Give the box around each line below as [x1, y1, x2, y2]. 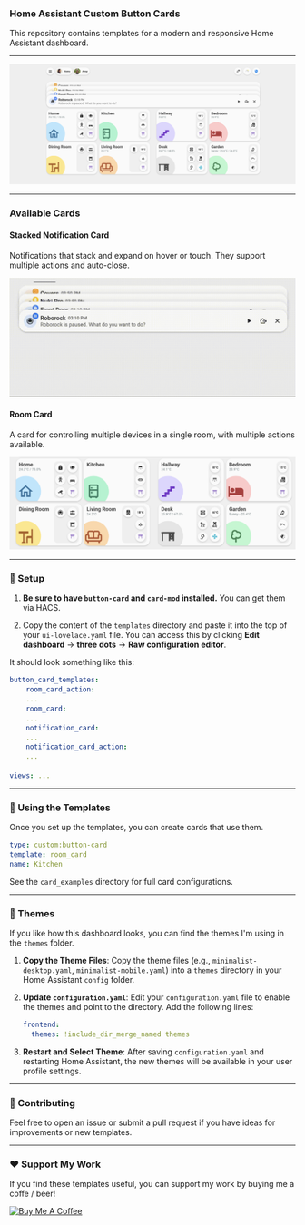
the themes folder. [9, 937, 74, 948]
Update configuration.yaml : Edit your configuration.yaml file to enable [22, 992, 290, 1003]
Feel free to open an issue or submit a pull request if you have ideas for [9, 1117, 276, 1128]
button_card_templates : [9, 675, 100, 685]
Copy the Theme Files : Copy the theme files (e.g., [22, 955, 211, 966]
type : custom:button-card [9, 840, 107, 850]
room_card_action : [25, 685, 95, 694]
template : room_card [9, 850, 88, 859]
